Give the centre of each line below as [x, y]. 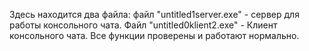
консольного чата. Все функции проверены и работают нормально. [154, 35]
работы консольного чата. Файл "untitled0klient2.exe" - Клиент [143, 25]
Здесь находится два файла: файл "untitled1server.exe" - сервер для [154, 14]
